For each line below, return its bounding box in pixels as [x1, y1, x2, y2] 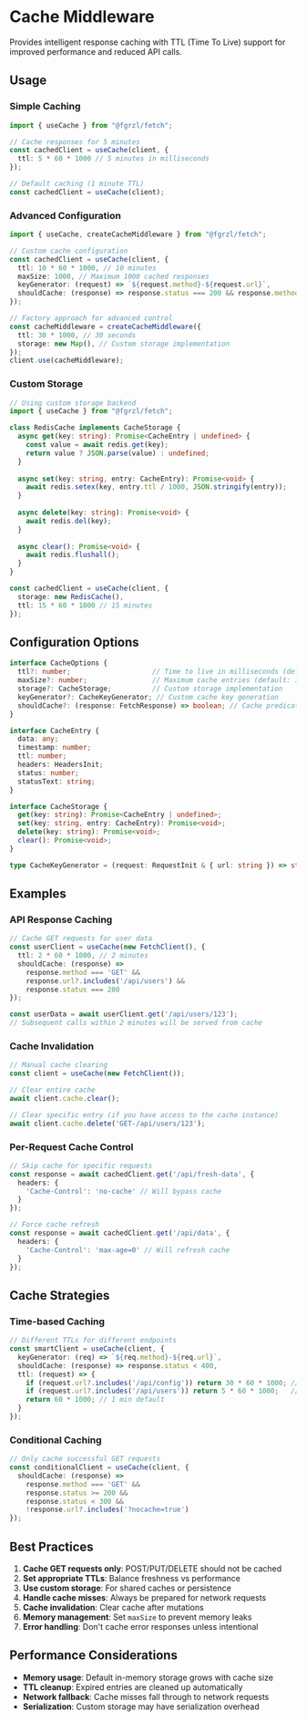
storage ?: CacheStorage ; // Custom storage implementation [17, 684, 283, 694]
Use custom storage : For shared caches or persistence [22, 1582, 232, 1593]
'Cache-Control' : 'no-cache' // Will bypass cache [25, 1187, 222, 1196]
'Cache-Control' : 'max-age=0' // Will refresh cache [25, 1245, 230, 1255]
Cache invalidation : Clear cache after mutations [22, 1602, 205, 1612]
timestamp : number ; [17, 743, 92, 752]
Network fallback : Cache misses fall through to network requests [22, 1691, 270, 1702]
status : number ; [17, 768, 79, 777]
